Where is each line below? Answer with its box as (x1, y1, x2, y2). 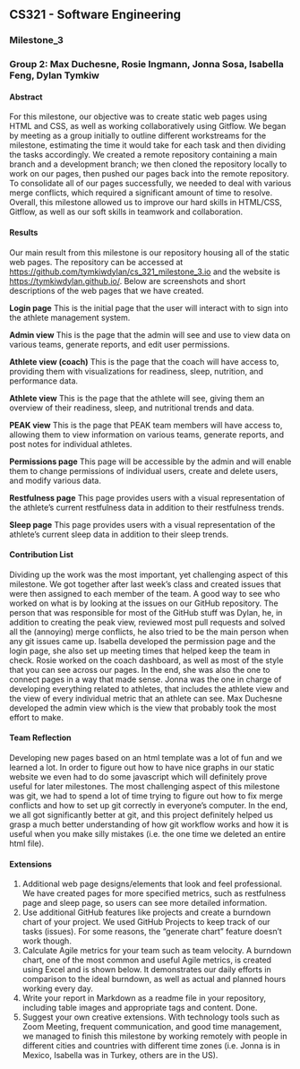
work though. (21, 935, 72, 946)
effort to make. (9, 711, 64, 722)
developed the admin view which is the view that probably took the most (9, 703, 277, 713)
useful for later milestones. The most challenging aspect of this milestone (9, 781, 280, 792)
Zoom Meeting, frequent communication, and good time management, (21, 1022, 282, 1032)
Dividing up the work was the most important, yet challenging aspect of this (9, 569, 288, 580)
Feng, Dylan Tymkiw (9, 69, 100, 82)
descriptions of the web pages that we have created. (9, 285, 204, 296)
